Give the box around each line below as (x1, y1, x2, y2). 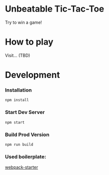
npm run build (5, 142, 34, 147)
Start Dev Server (5, 109, 45, 116)
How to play (5, 36, 54, 48)
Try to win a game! (5, 19, 42, 25)
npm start (5, 120, 25, 125)
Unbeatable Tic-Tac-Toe (5, 3, 105, 15)
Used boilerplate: (5, 153, 47, 160)
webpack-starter (5, 164, 39, 170)
